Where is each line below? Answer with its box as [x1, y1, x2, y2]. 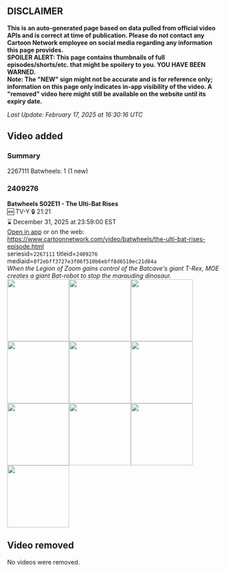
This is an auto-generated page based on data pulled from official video [7, 23, 216, 32]
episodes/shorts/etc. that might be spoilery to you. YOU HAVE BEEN [7, 60, 206, 68]
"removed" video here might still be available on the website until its [7, 90, 206, 98]
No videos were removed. [7, 558, 80, 566]
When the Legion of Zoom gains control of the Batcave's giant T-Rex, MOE [7, 264, 220, 272]
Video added [7, 130, 63, 142]
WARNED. [7, 68, 36, 76]
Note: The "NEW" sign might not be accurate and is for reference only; [7, 75, 213, 83]
